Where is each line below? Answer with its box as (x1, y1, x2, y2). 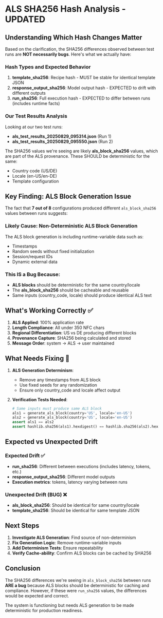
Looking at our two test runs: (5, 124, 63, 130)
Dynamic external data (12, 259, 57, 265)
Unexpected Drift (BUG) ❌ (5, 491, 67, 498)
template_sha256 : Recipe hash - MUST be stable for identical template (12, 75, 156, 81)
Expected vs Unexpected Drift (5, 438, 98, 446)
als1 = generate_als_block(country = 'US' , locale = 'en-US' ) (12, 411, 132, 415)
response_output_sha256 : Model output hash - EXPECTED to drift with (12, 85, 156, 91)
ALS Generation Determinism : (12, 367, 74, 373)
